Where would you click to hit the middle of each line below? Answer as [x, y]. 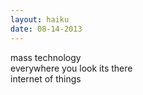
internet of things [46, 78]
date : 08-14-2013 [46, 29]
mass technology [46, 57]
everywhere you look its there [71, 68]
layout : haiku [40, 19]
